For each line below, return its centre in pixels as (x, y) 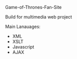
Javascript (23, 47)
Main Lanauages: (23, 26)
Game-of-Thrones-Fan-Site (33, 7)
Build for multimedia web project (39, 17)
